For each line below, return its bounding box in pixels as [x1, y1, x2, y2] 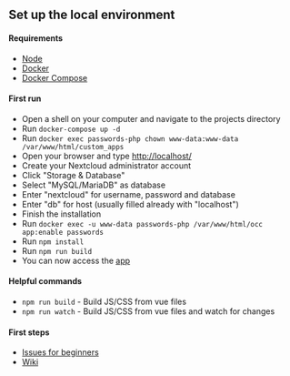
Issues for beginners [21, 347, 99, 358]
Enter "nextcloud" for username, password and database [21, 188, 235, 199]
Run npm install [21, 236, 85, 247]
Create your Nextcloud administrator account [21, 159, 192, 171]
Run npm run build [21, 245, 93, 256]
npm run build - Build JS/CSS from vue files [21, 296, 187, 307]
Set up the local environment [8, 7, 175, 23]
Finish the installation [21, 208, 102, 219]
